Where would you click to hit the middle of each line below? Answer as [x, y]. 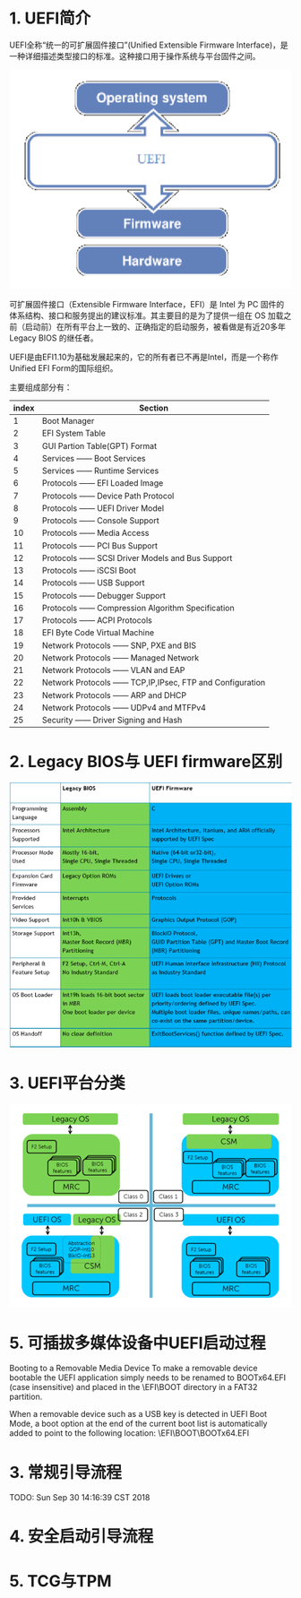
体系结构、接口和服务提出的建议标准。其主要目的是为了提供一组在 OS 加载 [146, 315]
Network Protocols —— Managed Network [120, 657]
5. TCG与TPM [60, 1581]
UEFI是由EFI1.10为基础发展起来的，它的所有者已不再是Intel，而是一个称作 [144, 357]
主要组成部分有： [41, 387]
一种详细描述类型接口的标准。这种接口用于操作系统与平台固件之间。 [135, 56]
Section [153, 408]
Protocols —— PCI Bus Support [100, 545]
